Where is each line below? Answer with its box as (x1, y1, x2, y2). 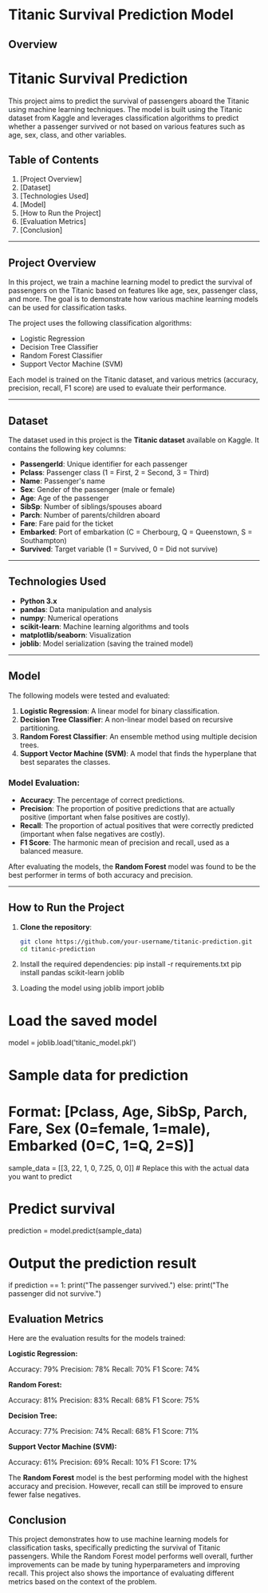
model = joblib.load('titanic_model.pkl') (8, 1038, 137, 1047)
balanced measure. (19, 846, 84, 855)
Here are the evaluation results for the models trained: (8, 1334, 186, 1343)
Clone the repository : (19, 922, 93, 931)
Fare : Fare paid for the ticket (19, 518, 114, 528)
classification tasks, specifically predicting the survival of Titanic (8, 1543, 221, 1552)
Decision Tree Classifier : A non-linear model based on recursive (19, 714, 234, 724)
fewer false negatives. (8, 1490, 81, 1499)
